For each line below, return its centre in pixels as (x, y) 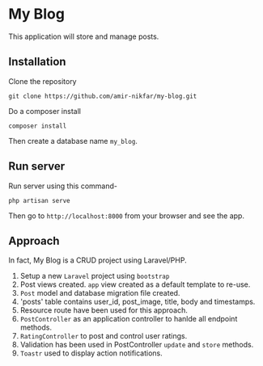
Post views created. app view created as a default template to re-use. (135, 284)
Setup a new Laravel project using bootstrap (95, 276)
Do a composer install (45, 111)
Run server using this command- (63, 186)
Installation (37, 62)
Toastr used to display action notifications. (91, 353)
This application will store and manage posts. (84, 36)
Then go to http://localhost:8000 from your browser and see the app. (127, 216)
